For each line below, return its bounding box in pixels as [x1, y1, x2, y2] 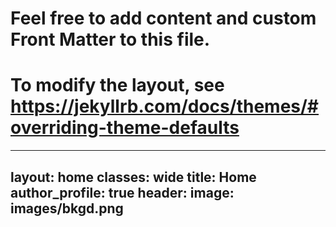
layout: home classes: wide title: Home [10, 168, 257, 186]
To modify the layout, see [10, 74, 225, 97]
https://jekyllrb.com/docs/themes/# [10, 95, 320, 118]
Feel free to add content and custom [10, 7, 317, 30]
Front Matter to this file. [10, 28, 211, 51]
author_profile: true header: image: [10, 184, 235, 201]
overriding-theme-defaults [10, 117, 240, 139]
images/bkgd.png [10, 200, 124, 217]
